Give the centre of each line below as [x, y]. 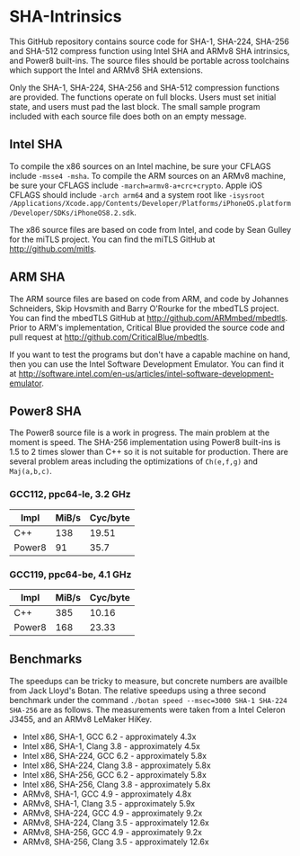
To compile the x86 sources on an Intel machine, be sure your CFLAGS [140, 166]
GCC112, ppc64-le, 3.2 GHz [71, 495]
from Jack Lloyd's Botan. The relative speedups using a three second [138, 691]
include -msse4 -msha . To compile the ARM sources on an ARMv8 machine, [147, 175]
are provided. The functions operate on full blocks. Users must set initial [143, 97]
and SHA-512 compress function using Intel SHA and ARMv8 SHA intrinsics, [150, 50]
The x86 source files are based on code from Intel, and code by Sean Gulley [150, 229]
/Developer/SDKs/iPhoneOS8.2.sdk [72, 213]
